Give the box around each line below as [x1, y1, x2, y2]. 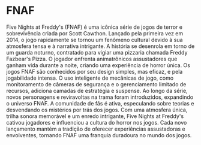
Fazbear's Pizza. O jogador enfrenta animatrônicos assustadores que [6, 55, 178, 62]
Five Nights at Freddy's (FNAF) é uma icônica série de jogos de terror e [6, 23, 183, 31]
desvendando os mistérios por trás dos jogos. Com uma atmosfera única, [6, 106, 188, 113]
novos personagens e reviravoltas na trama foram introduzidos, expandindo [6, 93, 194, 101]
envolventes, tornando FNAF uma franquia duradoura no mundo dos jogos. [6, 131, 192, 138]
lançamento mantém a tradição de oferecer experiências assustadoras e [6, 125, 186, 132]
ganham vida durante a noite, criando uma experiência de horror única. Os [6, 61, 191, 69]
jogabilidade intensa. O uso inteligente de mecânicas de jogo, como [6, 74, 174, 81]
